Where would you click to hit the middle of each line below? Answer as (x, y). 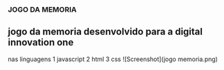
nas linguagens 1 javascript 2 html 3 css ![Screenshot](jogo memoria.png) (113, 59)
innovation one (41, 43)
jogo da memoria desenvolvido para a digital (105, 32)
